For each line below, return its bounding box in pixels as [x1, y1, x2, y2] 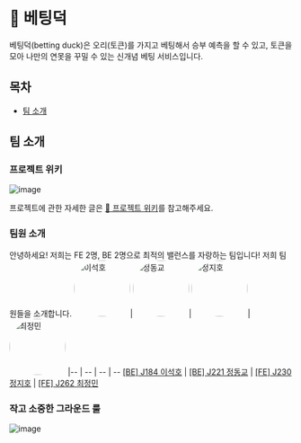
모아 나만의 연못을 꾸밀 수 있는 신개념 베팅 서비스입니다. [9, 50, 204, 61]
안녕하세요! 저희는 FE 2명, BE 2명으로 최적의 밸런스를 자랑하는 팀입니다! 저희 [9, 249, 278, 261]
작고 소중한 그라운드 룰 [9, 402, 102, 414]
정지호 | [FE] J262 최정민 [9, 377, 99, 388]
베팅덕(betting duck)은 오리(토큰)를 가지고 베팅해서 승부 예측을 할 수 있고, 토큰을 [9, 40, 293, 50]
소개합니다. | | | [32, 307, 251, 319]
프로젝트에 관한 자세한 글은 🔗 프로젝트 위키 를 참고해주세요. [9, 203, 214, 214]
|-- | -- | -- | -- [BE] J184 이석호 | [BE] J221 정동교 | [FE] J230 [66, 366, 292, 377]
